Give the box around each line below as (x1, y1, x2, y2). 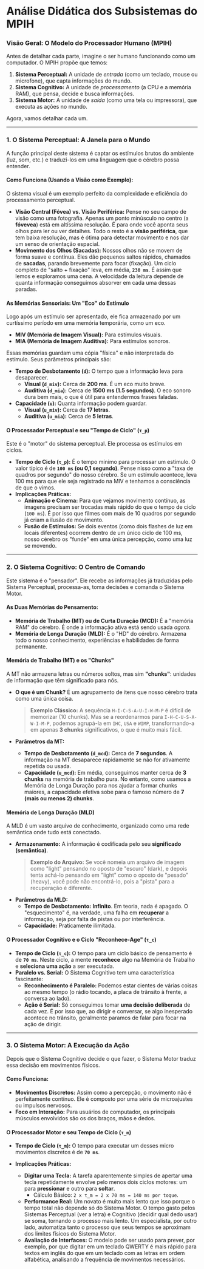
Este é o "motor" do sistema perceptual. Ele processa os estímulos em (6, 440, 182, 447)
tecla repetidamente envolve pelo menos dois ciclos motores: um (24, 1179, 187, 1186)
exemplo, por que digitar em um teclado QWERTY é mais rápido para (24, 1243, 197, 1250)
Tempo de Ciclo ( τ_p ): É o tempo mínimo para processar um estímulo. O (15, 458, 196, 466)
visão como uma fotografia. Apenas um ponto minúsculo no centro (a (15, 214, 189, 222)
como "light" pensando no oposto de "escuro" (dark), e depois (30, 865, 188, 873)
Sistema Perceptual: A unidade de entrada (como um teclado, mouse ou (15, 71, 198, 78)
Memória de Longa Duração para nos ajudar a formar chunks (24, 782, 177, 789)
